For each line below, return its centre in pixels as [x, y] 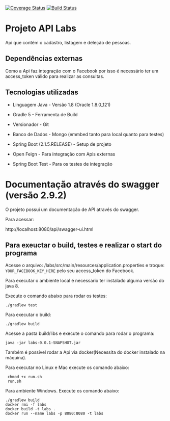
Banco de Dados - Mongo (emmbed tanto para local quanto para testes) [88, 134]
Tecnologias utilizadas [42, 93]
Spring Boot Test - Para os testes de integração [63, 164]
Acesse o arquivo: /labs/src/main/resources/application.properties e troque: [85, 266]
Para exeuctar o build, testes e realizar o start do [83, 245]
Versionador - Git [31, 124]
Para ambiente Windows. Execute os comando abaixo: [62, 391]
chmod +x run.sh [25, 377]
